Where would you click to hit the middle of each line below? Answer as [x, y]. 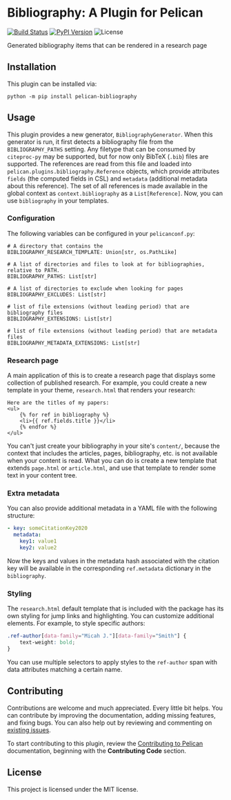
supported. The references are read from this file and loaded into [99, 163]
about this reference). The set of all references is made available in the [108, 185]
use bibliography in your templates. [58, 200]
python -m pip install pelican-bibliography [72, 96]
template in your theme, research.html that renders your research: [101, 390]
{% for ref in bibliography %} [64, 415]
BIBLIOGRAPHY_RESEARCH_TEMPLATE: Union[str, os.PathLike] [92, 252]
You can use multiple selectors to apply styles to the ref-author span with [112, 662]
